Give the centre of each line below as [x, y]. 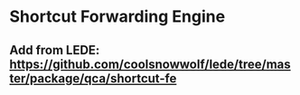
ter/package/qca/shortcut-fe [93, 78]
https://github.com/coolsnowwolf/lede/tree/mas [150, 64]
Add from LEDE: [55, 50]
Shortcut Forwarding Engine [117, 17]
